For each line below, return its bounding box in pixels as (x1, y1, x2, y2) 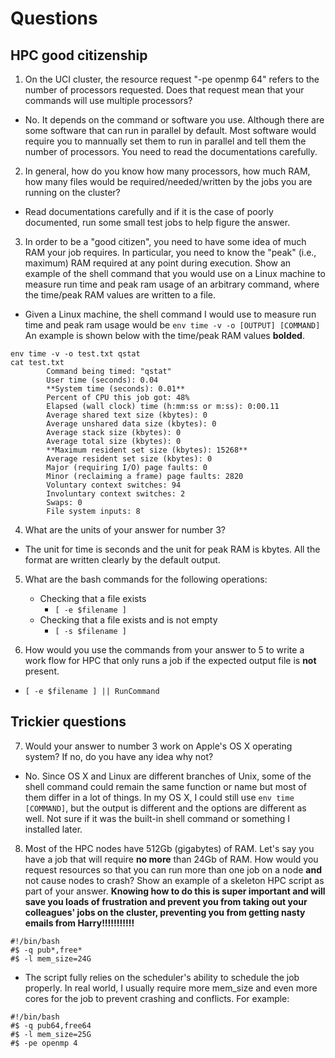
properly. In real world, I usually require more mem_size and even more (24, 982, 318, 994)
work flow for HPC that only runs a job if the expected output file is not (24, 655, 317, 666)
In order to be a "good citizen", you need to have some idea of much (24, 236, 307, 247)
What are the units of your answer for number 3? (24, 524, 226, 536)
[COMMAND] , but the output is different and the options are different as (24, 802, 307, 814)
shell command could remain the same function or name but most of (24, 780, 307, 792)
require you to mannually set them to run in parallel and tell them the (24, 135, 307, 147)
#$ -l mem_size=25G (10, 1029, 92, 1039)
